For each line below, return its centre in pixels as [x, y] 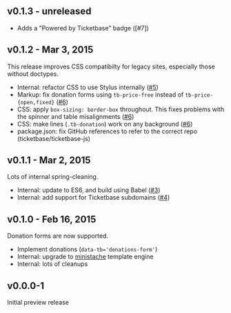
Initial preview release [38, 303]
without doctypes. [33, 74]
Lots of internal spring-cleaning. [53, 177]
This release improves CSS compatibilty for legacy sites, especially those [111, 66]
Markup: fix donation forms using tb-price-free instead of [100, 94]
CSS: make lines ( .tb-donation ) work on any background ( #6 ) [105, 124]
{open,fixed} [36, 102]
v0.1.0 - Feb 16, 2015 [52, 219]
